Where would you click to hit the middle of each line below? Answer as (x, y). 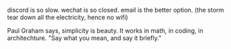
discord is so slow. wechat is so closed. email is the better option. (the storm (115, 10)
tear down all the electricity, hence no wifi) (68, 17)
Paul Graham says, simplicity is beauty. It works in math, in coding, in (105, 31)
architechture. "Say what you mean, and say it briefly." (84, 38)
